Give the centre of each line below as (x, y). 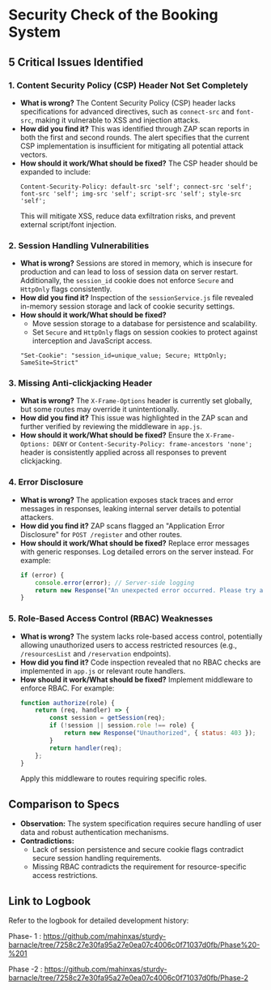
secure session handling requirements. (97, 859)
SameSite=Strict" (49, 363)
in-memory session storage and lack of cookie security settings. (127, 307)
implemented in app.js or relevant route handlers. (103, 670)
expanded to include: (55, 171)
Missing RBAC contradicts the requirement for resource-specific (139, 867)
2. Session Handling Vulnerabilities (79, 245)
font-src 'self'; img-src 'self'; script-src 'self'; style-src (131, 194)
